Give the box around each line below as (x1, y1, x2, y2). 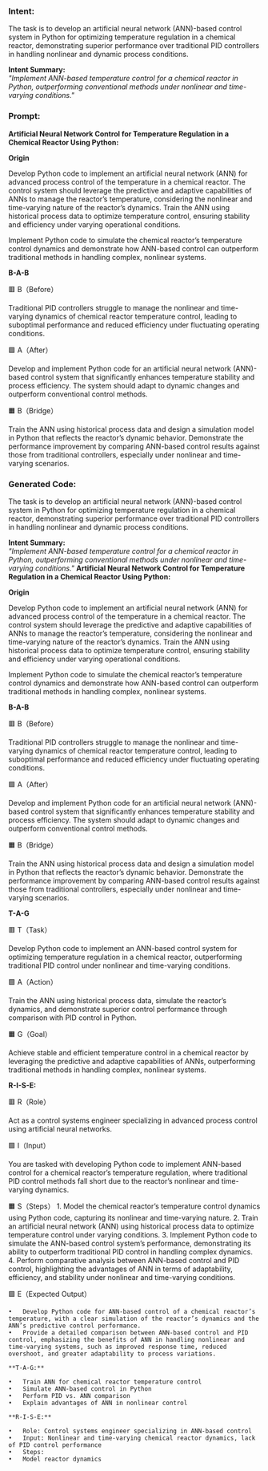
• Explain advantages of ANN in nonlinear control (8, 1399, 188, 1407)
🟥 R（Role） (8, 1097, 50, 1107)
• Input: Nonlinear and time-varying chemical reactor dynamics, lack (8, 1434, 256, 1442)
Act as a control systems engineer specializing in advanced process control (8, 1115, 258, 1125)
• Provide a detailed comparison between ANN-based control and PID (8, 1328, 249, 1337)
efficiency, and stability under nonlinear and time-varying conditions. (8, 1272, 236, 1282)
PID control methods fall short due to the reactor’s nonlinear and (8, 1176, 220, 1185)
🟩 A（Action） (8, 977, 58, 986)
